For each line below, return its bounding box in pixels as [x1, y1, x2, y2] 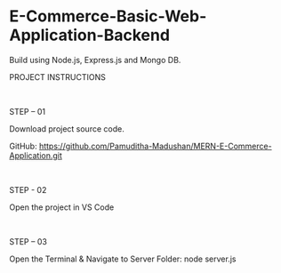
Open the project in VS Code [9, 202, 115, 213]
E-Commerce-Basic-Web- [9, 6, 207, 27]
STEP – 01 [9, 106, 46, 116]
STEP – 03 [9, 236, 47, 246]
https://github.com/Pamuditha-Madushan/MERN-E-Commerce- [38, 141, 273, 151]
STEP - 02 [9, 184, 47, 195]
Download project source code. [9, 123, 124, 134]
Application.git [9, 149, 62, 161]
